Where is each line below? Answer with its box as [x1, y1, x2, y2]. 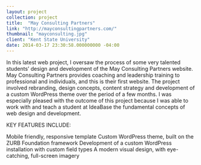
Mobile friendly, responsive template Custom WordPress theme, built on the [6, 133, 194, 140]
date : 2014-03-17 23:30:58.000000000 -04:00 [6, 43, 120, 49]
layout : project [6, 8, 47, 15]
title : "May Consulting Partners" [6, 20, 96, 26]
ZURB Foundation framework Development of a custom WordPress [6, 139, 172, 146]
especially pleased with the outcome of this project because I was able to [6, 97, 188, 104]
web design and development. [6, 109, 81, 117]
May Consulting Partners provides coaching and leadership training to [6, 71, 181, 79]
